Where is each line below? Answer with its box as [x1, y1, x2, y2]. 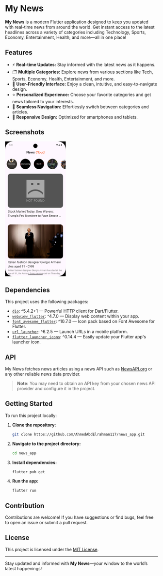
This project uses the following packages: [5, 299, 89, 304]
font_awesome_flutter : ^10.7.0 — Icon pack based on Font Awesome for [12, 319, 155, 324]
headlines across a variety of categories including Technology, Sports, [5, 29, 147, 35]
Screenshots [5, 128, 45, 136]
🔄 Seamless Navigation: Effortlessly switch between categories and [12, 104, 149, 110]
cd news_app [12, 450, 36, 456]
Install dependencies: [12, 459, 57, 465]
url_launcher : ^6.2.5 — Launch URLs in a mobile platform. [12, 329, 128, 335]
